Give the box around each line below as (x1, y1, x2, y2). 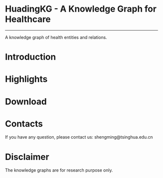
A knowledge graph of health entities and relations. (5, 34, 107, 40)
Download (5, 96, 47, 107)
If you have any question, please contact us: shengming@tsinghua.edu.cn (5, 134, 153, 140)
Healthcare (5, 14, 51, 25)
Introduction (5, 52, 56, 63)
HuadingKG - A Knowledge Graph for (5, 3, 157, 15)
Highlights (5, 74, 48, 85)
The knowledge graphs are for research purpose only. (5, 167, 113, 173)
